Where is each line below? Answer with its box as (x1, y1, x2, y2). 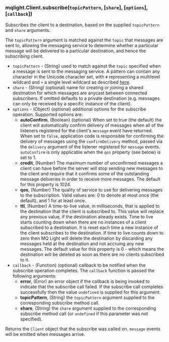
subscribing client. (5, 53, 44, 59)
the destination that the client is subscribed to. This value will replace (20, 208, 164, 214)
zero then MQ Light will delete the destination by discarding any (20, 235, 153, 242)
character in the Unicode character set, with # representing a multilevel (12, 74, 160, 80)
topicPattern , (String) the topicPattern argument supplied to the (20, 294, 155, 300)
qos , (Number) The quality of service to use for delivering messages (20, 187, 163, 193)
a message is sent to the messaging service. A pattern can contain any (12, 68, 160, 74)
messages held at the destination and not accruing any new (20, 241, 145, 247)
